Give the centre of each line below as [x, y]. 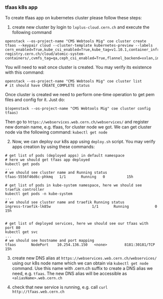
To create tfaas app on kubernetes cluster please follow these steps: [73, 18]
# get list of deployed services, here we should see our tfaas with [77, 224]
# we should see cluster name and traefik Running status [65, 202]
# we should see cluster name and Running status [56, 173]
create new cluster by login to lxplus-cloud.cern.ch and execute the [81, 27]
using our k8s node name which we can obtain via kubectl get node [80, 263]
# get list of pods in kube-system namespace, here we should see [73, 185]
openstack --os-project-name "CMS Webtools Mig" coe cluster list [73, 82]
